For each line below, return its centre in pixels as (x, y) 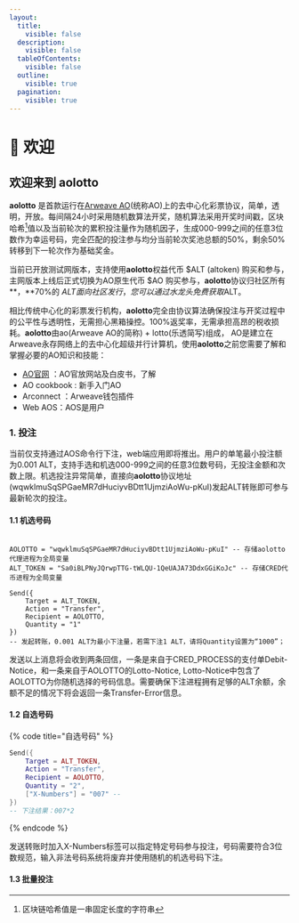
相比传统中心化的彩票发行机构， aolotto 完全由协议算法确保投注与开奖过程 (143, 311)
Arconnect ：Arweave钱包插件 (78, 396)
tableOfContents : (49, 59)
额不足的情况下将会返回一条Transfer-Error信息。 (98, 692)
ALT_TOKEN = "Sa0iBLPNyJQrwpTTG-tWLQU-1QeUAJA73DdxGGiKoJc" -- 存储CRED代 (149, 568)
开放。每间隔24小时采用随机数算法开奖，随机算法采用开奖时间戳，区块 (154, 217)
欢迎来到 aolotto (54, 182)
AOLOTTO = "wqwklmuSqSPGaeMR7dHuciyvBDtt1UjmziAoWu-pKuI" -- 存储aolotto (148, 549)
